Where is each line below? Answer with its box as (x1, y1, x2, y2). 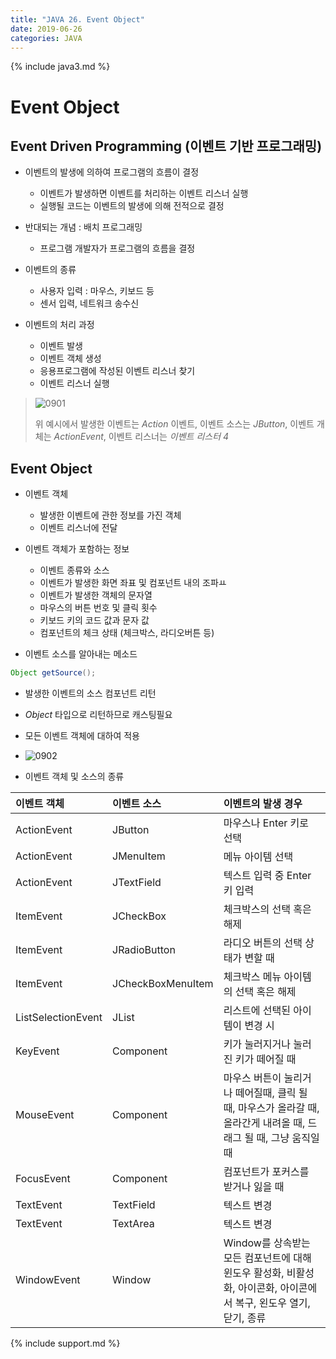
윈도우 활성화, (223, 1266, 285, 1280)
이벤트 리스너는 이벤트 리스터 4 (108, 431, 230, 443)
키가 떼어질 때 (234, 1052, 297, 1066)
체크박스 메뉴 (223, 970, 282, 984)
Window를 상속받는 (223, 1236, 311, 1250)
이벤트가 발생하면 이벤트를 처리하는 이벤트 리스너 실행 (39, 187, 249, 200)
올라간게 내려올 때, (223, 1116, 306, 1130)
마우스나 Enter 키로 (223, 816, 310, 830)
